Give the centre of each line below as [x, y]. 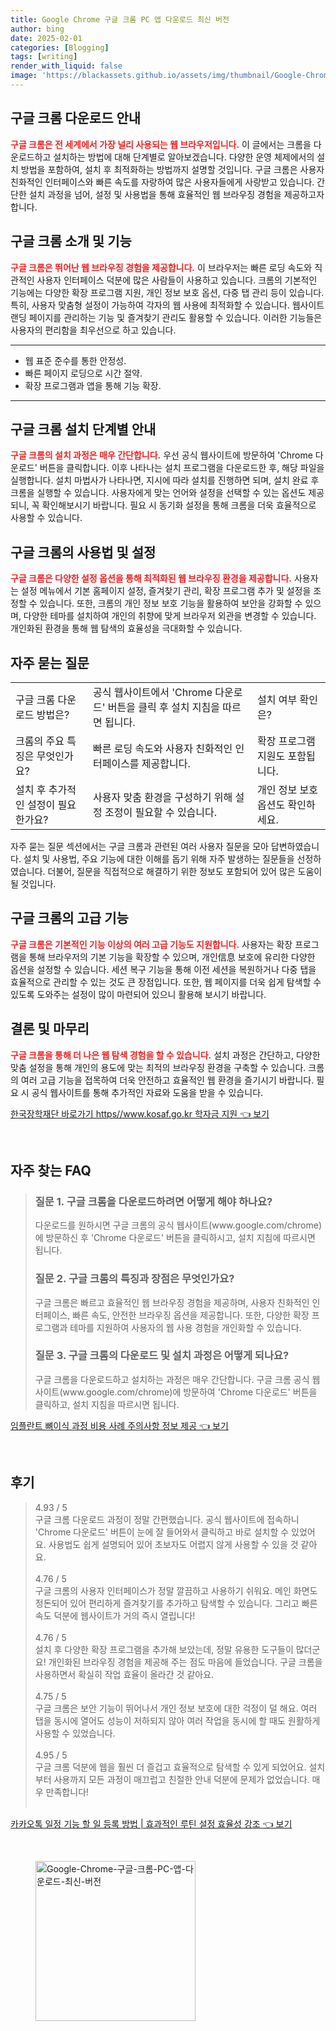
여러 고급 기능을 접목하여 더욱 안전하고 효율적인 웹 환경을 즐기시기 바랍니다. [167, 1080]
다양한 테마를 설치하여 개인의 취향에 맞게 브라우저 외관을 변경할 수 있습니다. [170, 616]
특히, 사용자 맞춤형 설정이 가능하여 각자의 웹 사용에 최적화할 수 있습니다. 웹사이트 [167, 305]
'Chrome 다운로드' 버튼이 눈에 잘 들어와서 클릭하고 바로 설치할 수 [162, 1532]
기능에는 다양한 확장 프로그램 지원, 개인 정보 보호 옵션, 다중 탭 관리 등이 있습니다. [167, 292]
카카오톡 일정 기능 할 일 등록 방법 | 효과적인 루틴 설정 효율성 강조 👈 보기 [151, 1823]
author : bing [37, 29]
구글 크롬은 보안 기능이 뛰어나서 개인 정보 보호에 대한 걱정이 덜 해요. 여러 [176, 1708]
